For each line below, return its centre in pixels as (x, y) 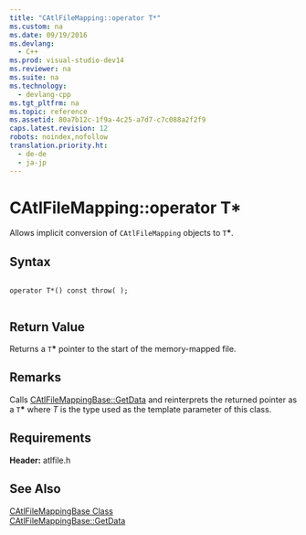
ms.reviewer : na (40, 70)
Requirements (50, 439)
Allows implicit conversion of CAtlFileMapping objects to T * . (122, 233)
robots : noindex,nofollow (58, 137)
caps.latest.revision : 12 (58, 129)
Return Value (47, 327)
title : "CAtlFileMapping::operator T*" (85, 18)
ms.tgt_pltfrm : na (44, 103)
